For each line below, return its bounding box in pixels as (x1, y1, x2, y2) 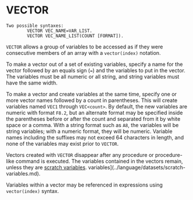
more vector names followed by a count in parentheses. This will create (6, 97, 178, 104)
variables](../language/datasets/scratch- (88, 164, 185, 171)
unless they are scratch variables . (6, 164, 87, 171)
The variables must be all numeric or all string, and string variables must (6, 73, 180, 80)
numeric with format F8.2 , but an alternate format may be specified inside (6, 109, 183, 116)
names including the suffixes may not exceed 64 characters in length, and (6, 134, 184, 141)
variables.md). (6, 170, 41, 177)
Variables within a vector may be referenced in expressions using (6, 181, 163, 188)
